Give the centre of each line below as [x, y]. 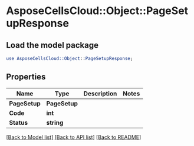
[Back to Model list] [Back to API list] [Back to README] [74, 137]
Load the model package [52, 45]
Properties [26, 77]
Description [100, 94]
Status [19, 122]
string [55, 122]
